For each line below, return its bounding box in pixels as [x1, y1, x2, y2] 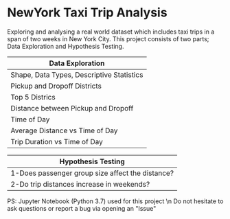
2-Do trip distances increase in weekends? [10, 179, 150, 189]
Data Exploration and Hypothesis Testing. [7, 42, 124, 50]
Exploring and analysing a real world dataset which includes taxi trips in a [7, 27, 215, 36]
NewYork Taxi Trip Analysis [7, 5, 168, 21]
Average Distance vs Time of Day [10, 126, 118, 135]
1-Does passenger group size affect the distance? [10, 168, 174, 178]
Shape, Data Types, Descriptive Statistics [10, 70, 143, 80]
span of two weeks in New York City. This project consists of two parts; [7, 34, 209, 43]
